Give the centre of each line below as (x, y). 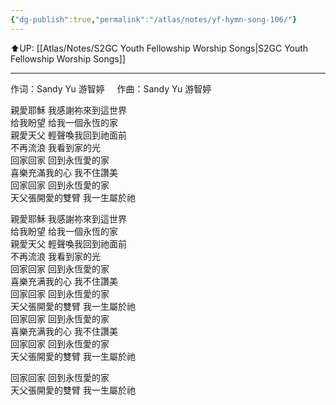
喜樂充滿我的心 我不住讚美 (64, 172)
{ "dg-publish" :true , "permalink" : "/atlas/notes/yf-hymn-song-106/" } (154, 19)
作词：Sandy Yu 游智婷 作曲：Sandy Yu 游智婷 (111, 88)
